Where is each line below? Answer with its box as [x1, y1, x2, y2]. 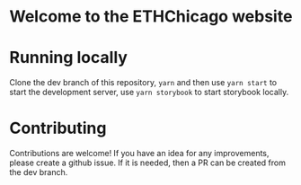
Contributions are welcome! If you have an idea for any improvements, [9, 148, 270, 159]
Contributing [9, 119, 107, 138]
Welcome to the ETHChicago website [9, 6, 293, 27]
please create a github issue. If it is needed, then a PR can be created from [9, 157, 286, 168]
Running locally [9, 48, 128, 68]
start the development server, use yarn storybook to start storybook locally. [9, 87, 289, 98]
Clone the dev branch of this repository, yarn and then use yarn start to [9, 77, 277, 88]
